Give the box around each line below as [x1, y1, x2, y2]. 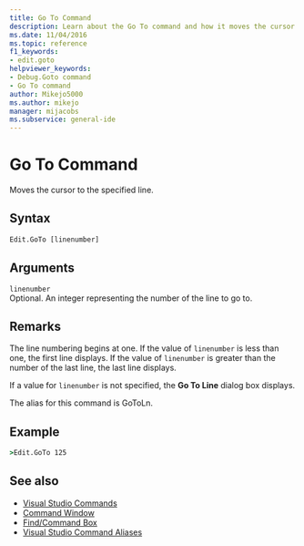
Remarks [9, 318, 62, 334]
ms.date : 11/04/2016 [9, 30, 88, 39]
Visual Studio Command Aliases [22, 526, 143, 538]
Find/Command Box [22, 517, 98, 528]
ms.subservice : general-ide [9, 115, 117, 124]
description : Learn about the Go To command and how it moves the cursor [9, 22, 296, 31]
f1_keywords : [9, 47, 59, 57]
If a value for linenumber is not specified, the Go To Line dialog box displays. [9, 380, 296, 391]
